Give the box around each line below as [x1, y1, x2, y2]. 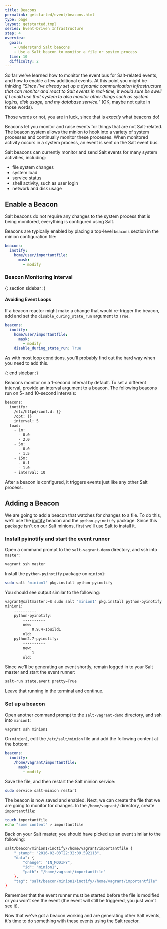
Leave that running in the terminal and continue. [5, 688, 104, 694]
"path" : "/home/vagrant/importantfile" [23, 869, 106, 874]
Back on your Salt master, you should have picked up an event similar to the [5, 831, 161, 837]
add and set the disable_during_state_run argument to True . [5, 313, 130, 319]
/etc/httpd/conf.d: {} [14, 409, 61, 414]
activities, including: [5, 155, 46, 161]
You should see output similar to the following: [5, 589, 101, 596]
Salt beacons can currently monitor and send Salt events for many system [5, 149, 157, 155]
